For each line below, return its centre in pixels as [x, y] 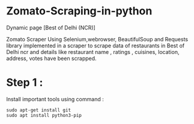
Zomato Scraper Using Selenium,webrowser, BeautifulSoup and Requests [97, 39]
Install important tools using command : [55, 99]
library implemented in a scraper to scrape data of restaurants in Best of [95, 46]
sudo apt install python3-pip [44, 115]
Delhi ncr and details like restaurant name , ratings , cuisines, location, [93, 52]
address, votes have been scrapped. [52, 58]
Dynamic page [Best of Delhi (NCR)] [51, 28]
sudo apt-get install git [38, 110]
